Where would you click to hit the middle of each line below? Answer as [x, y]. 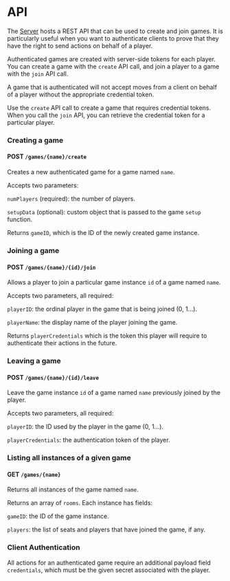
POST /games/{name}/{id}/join [51, 267]
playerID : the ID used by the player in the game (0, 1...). [85, 427]
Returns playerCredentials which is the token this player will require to [107, 336]
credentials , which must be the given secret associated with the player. [109, 570]
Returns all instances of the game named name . [73, 489]
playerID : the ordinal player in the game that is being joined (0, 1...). [102, 309]
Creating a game [35, 140]
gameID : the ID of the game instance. [58, 516]
